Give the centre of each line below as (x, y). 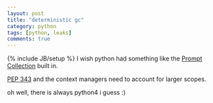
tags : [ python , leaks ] (39, 33)
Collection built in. (33, 66)
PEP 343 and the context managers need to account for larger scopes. (107, 79)
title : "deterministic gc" (46, 20)
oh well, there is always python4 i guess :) (66, 93)
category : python (32, 26)
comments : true (29, 39)
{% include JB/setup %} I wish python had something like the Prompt (105, 58)
